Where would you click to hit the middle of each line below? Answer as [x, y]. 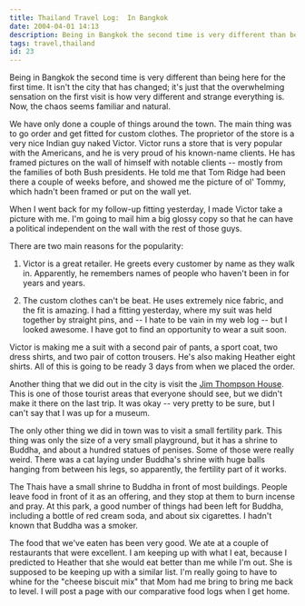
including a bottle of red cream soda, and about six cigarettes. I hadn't [141, 516]
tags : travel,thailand [52, 43]
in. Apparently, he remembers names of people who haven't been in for [156, 273]
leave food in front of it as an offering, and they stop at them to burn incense [152, 497]
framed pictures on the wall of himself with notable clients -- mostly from [146, 163]
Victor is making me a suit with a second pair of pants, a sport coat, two [144, 347]
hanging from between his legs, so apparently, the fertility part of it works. [148, 470]
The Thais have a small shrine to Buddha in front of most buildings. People [148, 487]
